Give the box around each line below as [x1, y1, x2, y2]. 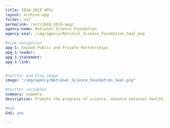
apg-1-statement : [5, 55, 42, 60]
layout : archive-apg [5, 12, 50, 17]
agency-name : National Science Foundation [5, 27, 97, 32]
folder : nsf [5, 17, 31, 22]
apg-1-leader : [5, 49, 36, 55]
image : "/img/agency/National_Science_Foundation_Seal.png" [5, 78, 136, 83]
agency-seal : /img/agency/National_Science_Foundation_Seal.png [5, 31, 145, 36]
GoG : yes [5, 110, 24, 115]
